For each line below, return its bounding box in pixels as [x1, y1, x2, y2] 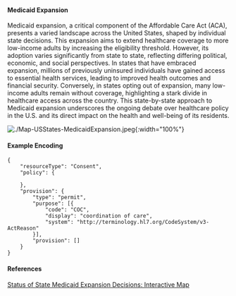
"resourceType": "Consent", [20, 163, 102, 170]
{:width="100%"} [135, 125, 185, 134]
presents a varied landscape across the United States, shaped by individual [7, 29, 226, 37]
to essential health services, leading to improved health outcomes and [7, 74, 211, 83]
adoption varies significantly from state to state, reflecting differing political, [7, 52, 228, 60]
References [7, 265, 42, 273]
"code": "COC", [44, 206, 90, 213]
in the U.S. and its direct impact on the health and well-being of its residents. [7, 112, 230, 120]
